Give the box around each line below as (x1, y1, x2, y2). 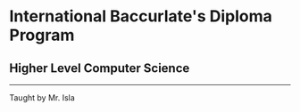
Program (9, 25, 75, 45)
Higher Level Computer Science (9, 60, 190, 76)
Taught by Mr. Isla (9, 92, 76, 103)
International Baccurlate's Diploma (9, 6, 272, 27)
